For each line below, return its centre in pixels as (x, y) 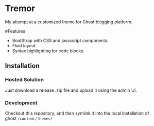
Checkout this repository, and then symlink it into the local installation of (77, 113)
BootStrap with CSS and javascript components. (60, 40)
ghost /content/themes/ (29, 118)
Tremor (20, 8)
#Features (15, 31)
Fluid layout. (24, 45)
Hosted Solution (25, 80)
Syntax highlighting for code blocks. (48, 51)
